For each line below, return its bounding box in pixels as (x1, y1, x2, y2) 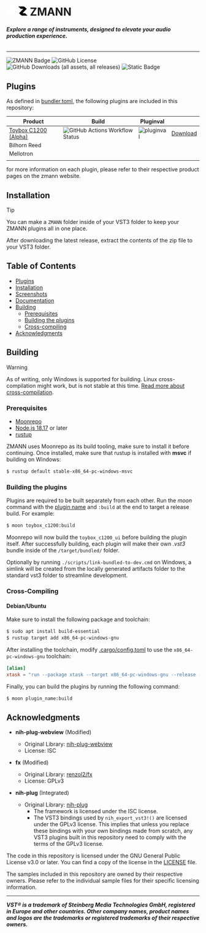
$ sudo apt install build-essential (6, 629, 100, 635)
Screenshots (15, 290, 48, 298)
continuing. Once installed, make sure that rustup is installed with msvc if (6, 449, 192, 456)
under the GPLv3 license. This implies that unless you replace (33, 821, 189, 828)
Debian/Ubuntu (6, 602, 47, 610)
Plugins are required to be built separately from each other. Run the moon (6, 497, 193, 505)
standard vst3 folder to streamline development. (6, 571, 128, 579)
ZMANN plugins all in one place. (6, 225, 88, 232)
